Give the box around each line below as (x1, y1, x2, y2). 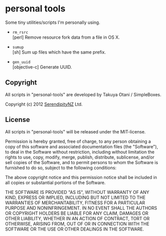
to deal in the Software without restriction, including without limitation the (5, 149, 155, 155)
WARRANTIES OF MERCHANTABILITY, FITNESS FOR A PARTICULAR (5, 199, 145, 206)
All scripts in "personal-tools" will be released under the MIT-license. (5, 128, 146, 134)
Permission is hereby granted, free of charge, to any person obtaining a (5, 138, 151, 144)
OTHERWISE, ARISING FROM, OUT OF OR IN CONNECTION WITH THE (5, 221, 150, 227)
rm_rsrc (12, 30, 28, 35)
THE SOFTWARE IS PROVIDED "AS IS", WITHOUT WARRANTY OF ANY (5, 189, 150, 195)
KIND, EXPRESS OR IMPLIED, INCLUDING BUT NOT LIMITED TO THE (5, 194, 146, 200)
